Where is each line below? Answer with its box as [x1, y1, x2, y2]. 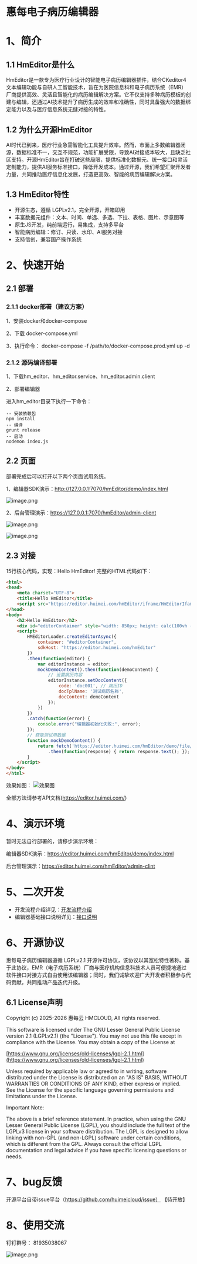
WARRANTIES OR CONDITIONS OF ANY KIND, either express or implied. [6, 1080, 181, 1087]
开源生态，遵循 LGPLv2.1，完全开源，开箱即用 [14, 206, 125, 213]
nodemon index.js [6, 439, 49, 444]
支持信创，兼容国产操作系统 [14, 236, 82, 243]
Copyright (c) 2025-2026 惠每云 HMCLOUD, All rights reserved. [6, 1014, 160, 1021]
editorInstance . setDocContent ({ [47, 677, 127, 684]
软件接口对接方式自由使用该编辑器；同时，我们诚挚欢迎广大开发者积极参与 [6, 971, 186, 978]
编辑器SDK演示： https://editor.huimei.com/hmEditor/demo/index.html [6, 850, 174, 857]
